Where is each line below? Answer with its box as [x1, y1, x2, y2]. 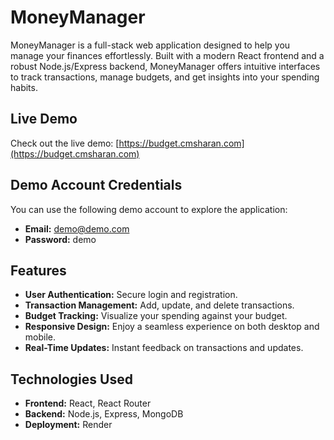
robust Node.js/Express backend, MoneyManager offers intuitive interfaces [10, 60, 321, 72]
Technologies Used [10, 371, 133, 388]
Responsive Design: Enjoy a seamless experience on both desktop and [24, 321, 320, 333]
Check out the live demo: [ [10, 137, 120, 149]
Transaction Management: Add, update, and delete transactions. [24, 299, 295, 311]
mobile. [24, 331, 57, 343]
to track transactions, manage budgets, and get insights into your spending [10, 71, 320, 83]
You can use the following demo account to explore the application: [10, 203, 288, 215]
